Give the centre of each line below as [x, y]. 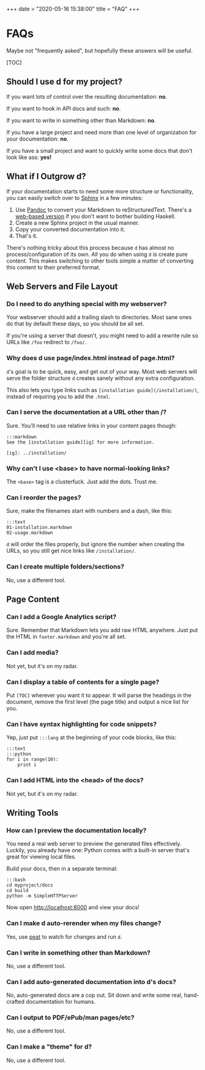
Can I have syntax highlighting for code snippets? [82, 724]
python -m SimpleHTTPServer [42, 896]
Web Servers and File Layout [62, 286]
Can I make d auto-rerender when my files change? [84, 923]
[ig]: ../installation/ [37, 453]
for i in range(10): [33, 760]
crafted [16, 1002]
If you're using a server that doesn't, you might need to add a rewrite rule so [102, 336]
